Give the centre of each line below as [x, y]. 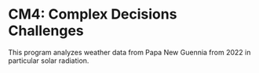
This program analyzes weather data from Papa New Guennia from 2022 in [129, 52]
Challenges [46, 31]
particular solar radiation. [49, 61]
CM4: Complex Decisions [93, 14]
